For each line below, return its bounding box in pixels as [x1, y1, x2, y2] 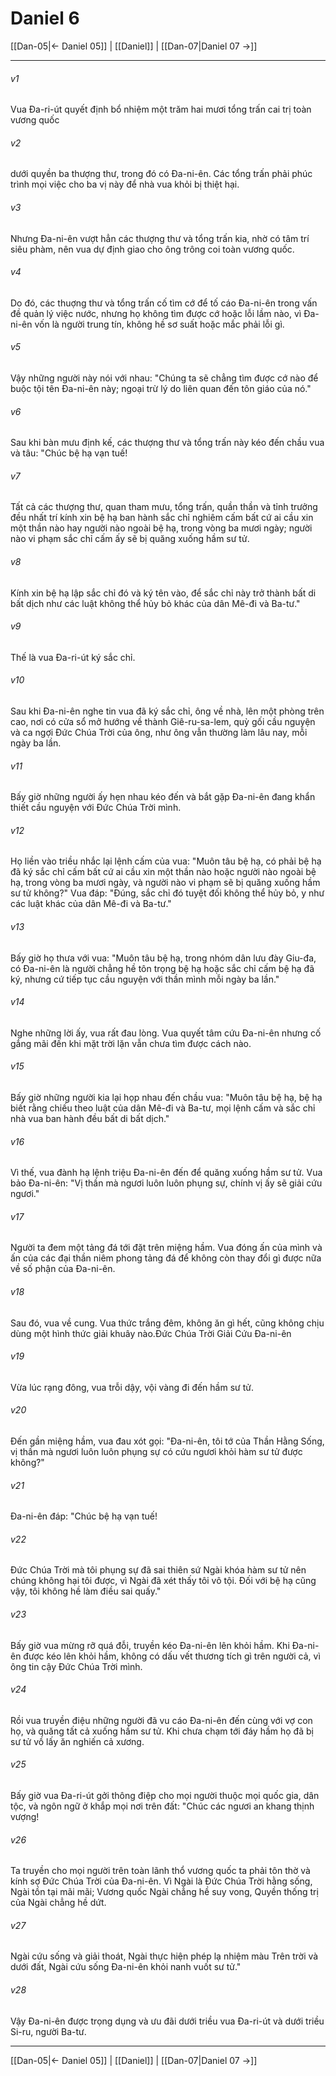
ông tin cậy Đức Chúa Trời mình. [10, 1660, 143, 1672]
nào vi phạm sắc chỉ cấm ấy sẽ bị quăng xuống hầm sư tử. [10, 533, 250, 545]
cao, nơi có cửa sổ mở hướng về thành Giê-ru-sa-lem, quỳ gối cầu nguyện [10, 715, 316, 727]
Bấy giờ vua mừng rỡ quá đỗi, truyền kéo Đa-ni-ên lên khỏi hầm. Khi [10, 1639, 290, 1651]
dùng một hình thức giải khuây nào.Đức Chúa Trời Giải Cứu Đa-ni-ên [10, 1327, 292, 1339]
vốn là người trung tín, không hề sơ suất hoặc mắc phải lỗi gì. [34, 318, 285, 330]
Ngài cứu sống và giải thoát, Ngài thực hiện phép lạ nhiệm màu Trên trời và [10, 1950, 319, 1962]
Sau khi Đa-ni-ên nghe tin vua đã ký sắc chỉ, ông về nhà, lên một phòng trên [10, 705, 325, 717]
